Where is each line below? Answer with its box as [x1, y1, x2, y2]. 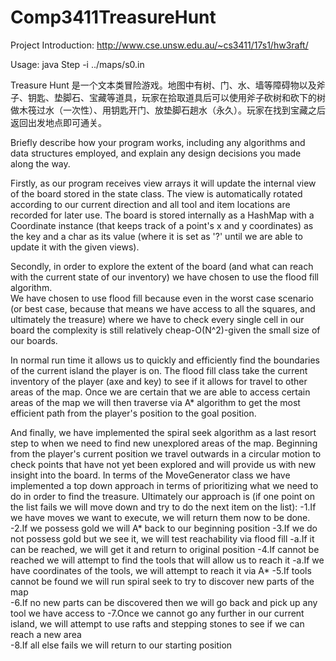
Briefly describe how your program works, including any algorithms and [10, 136, 306, 148]
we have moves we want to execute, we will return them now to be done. [10, 511, 311, 523]
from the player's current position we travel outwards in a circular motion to [10, 447, 322, 460]
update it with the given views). [10, 241, 140, 253]
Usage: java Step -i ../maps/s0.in [10, 58, 145, 70]
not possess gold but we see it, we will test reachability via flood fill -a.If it [10, 532, 315, 545]
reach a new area [10, 628, 82, 640]
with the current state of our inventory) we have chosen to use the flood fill [10, 271, 320, 283]
